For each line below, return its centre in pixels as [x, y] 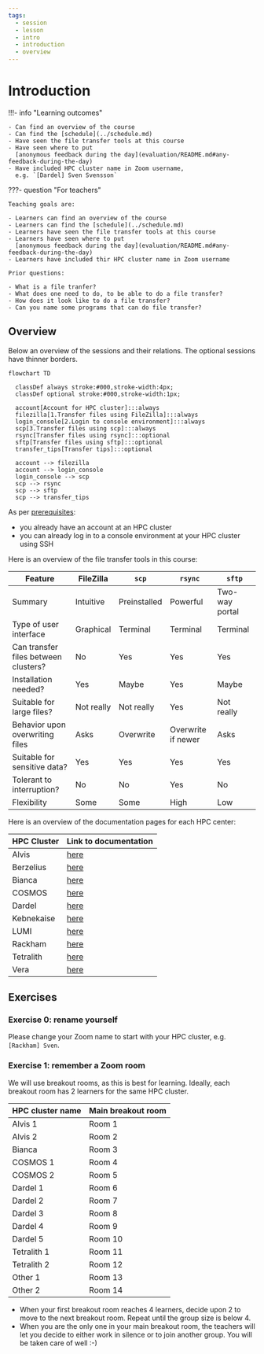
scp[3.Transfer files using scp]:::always [86, 428]
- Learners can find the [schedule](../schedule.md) [96, 225]
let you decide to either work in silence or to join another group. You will [136, 1334]
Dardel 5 [28, 1238]
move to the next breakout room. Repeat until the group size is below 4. [135, 1318]
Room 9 [103, 1226]
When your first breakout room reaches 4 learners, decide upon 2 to [130, 1309]
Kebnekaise [34, 918]
